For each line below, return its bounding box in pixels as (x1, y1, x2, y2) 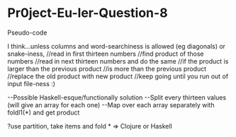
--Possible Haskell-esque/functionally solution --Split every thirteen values (7, 93, 227, 102)
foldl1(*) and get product (7, 108, 80, 117)
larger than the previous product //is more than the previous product (7, 64, 207, 73)
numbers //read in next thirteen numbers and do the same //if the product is (7, 56, 229, 65)
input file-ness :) (7, 79, 55, 88)
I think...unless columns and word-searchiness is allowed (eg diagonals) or (7, 42, 225, 50)
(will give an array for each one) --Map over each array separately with (7, 100, 215, 109)
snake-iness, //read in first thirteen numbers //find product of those (7, 49, 204, 58)
